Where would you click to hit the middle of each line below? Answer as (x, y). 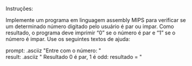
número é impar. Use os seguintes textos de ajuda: (68, 39)
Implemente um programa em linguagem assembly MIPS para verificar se (96, 20)
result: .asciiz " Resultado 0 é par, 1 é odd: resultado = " (74, 57)
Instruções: (19, 9)
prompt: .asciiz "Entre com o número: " (53, 51)
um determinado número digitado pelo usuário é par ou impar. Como (90, 26)
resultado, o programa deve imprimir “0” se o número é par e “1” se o (91, 33)
